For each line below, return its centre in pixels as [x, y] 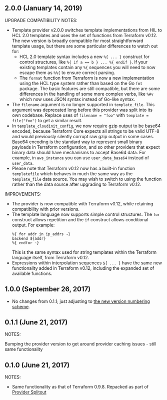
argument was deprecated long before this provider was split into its [82, 110]
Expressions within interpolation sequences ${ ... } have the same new [87, 263]
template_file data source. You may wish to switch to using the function [87, 179]
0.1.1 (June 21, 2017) [36, 322]
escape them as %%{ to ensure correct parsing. [67, 73]
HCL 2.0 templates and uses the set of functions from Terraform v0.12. [84, 35]
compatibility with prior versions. [45, 209]
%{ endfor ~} [25, 243]
